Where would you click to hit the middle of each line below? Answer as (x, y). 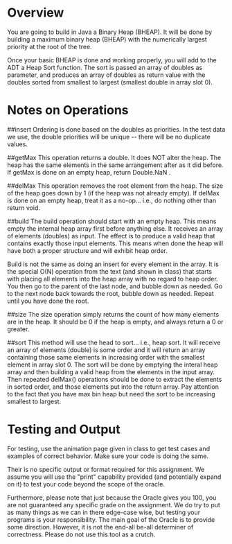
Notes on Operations (68, 111)
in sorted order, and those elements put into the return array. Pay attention (113, 387)
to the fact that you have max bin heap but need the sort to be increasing (111, 394)
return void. (24, 208)
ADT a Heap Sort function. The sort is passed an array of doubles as (105, 67)
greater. (18, 329)
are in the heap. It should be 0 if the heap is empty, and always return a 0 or (115, 322)
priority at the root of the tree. (50, 46)
